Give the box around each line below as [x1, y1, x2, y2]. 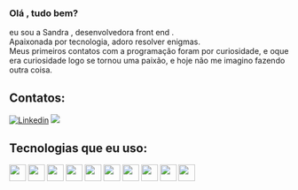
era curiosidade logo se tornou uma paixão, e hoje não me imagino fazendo [9, 56, 286, 66]
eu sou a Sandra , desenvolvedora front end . [9, 27, 175, 38]
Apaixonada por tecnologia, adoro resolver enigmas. [9, 36, 201, 47]
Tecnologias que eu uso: [9, 141, 148, 156]
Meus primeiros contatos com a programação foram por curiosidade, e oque [9, 46, 289, 57]
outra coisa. [9, 65, 53, 75]
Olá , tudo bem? [9, 7, 78, 19]
